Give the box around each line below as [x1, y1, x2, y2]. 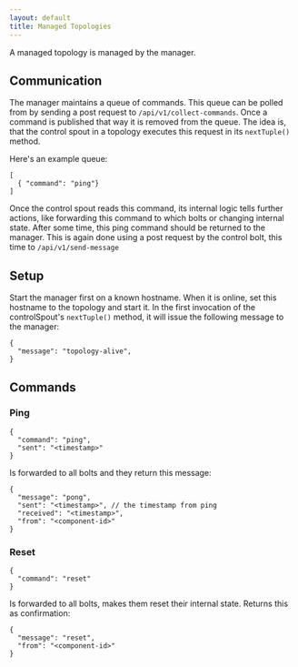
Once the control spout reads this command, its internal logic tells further [9, 203, 283, 214]
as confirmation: [9, 608, 71, 619]
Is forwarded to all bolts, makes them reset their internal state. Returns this [9, 598, 289, 610]
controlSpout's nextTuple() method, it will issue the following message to [9, 311, 284, 323]
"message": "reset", [17, 633, 95, 642]
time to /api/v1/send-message [9, 242, 120, 253]
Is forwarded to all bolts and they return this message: [9, 467, 212, 478]
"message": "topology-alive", [17, 347, 132, 356]
